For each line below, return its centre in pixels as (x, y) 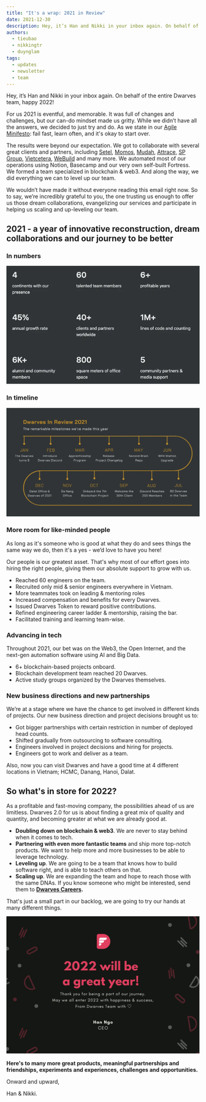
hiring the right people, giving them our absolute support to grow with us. (99, 568)
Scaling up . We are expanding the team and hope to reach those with (103, 876)
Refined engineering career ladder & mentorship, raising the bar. (96, 612)
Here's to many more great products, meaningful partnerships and (93, 1063)
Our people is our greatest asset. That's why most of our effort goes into (98, 561)
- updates (24, 64)
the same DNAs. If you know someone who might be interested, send (103, 883)
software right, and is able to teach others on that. (78, 870)
